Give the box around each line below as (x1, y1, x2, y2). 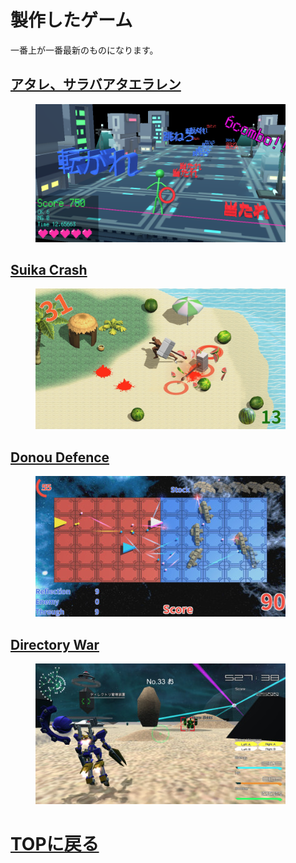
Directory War (10, 636, 100, 653)
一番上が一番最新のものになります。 (10, 44, 159, 56)
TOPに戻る (10, 833, 100, 856)
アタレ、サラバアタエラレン (10, 76, 182, 93)
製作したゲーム (10, 9, 133, 32)
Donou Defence (10, 449, 110, 466)
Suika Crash (10, 262, 88, 279)
